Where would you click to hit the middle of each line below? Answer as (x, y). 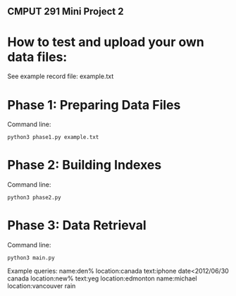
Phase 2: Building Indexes (85, 165)
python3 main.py (31, 258)
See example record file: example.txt (61, 76)
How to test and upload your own (106, 42)
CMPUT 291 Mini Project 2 (66, 12)
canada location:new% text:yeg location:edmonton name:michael (102, 278)
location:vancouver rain (42, 286)
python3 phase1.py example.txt (53, 137)
